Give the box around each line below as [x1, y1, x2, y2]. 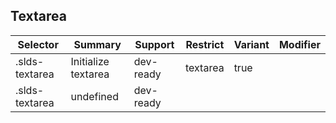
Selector [17, 37, 59, 51]
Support [134, 37, 175, 51]
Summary [73, 37, 122, 51]
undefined [70, 89, 119, 103]
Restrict [185, 37, 225, 51]
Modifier [278, 37, 321, 51]
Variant [233, 37, 270, 51]
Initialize [70, 54, 110, 68]
